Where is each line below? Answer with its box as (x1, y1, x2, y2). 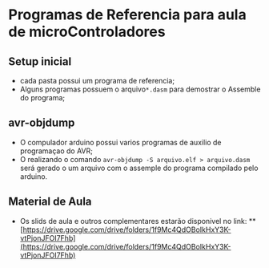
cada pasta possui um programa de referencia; (19, 76, 175, 85)
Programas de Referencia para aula (8, 6, 247, 24)
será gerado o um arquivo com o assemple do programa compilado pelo (19, 163, 259, 173)
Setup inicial (8, 55, 72, 68)
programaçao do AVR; (19, 146, 94, 156)
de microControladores (8, 22, 166, 41)
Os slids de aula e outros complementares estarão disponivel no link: (19, 216, 247, 225)
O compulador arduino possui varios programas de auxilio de (19, 137, 222, 147)
